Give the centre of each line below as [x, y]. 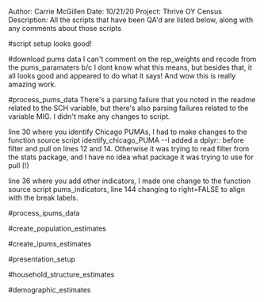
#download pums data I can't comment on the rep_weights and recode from [132, 59]
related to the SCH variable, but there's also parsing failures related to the [128, 108]
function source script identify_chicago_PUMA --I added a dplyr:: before [126, 140]
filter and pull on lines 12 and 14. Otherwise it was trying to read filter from [129, 149]
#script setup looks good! [50, 44]
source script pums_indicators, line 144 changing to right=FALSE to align [127, 189]
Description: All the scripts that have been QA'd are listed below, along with [131, 20]
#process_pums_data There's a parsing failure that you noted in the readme [132, 99]
